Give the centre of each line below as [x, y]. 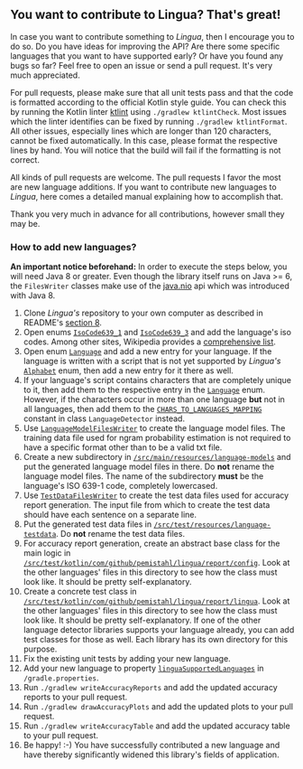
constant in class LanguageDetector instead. [104, 418]
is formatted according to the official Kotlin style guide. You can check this [148, 102]
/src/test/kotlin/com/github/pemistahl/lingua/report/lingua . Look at [156, 601]
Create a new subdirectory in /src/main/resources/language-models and [157, 457]
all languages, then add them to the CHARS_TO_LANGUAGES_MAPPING [142, 409]
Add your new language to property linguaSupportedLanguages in [143, 669]
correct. [25, 159]
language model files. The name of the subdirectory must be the [143, 476]
